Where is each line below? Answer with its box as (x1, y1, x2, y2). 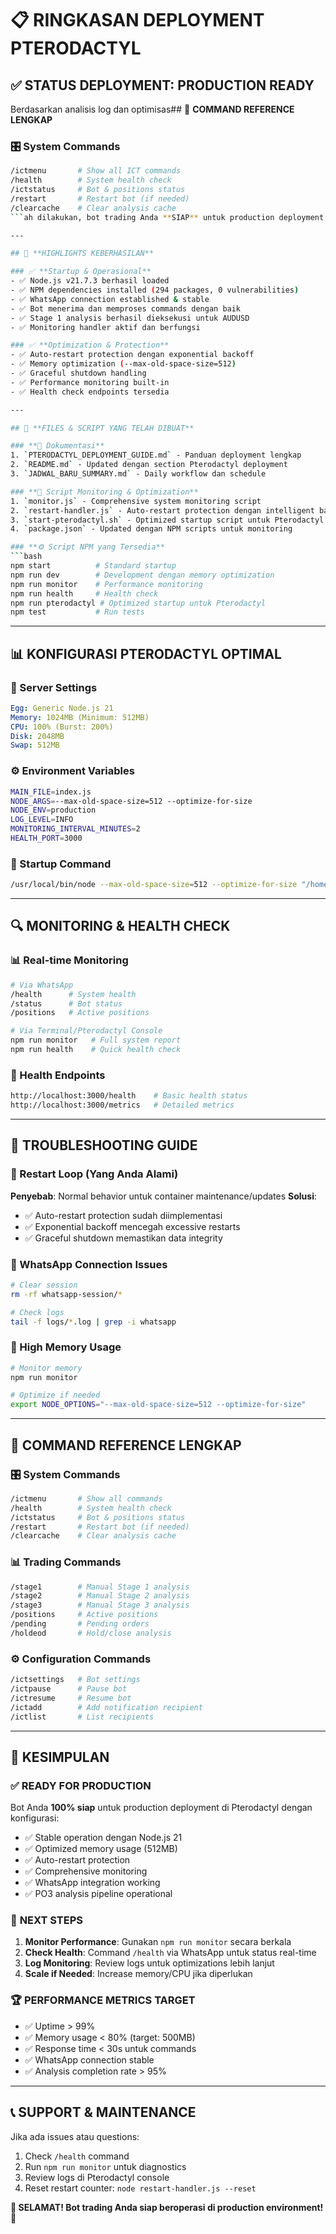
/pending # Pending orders (10, 1619, 150, 1629)
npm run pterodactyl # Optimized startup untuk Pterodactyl (10, 598, 267, 608)
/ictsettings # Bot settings (10, 1675, 141, 1685)
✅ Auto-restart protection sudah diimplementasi (24, 1209, 223, 1221)
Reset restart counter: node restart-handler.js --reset (24, 2182, 257, 2194)
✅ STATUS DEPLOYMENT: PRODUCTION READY (10, 77, 315, 94)
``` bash (10, 552, 43, 562)
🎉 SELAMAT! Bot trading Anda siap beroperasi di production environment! (10, 2201, 324, 2213)
